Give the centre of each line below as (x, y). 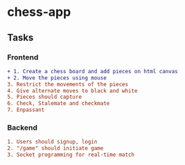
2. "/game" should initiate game (55, 148)
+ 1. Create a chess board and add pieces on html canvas (92, 71)
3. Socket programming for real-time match (71, 155)
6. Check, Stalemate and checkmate (59, 104)
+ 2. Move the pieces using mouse (57, 78)
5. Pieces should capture (44, 97)
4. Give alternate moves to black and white (72, 90)
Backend (23, 127)
